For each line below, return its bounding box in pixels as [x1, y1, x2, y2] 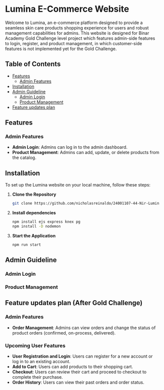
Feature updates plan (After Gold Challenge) [5, 299, 143, 307]
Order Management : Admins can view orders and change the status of [12, 325, 156, 331]
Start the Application [12, 233, 56, 238]
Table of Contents [5, 60, 61, 68]
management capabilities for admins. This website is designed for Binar [5, 30, 149, 36]
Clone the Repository [12, 191, 56, 197]
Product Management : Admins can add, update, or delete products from [12, 150, 160, 156]
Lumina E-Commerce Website [5, 3, 129, 15]
